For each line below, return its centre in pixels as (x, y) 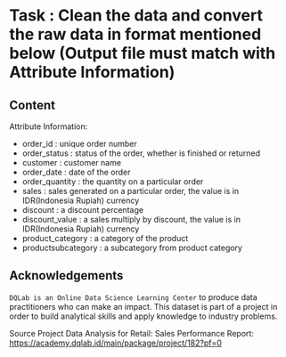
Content (33, 105)
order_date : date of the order (76, 172)
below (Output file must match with (143, 53)
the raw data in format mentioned (135, 34)
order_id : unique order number (80, 144)
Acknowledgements (66, 276)
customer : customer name (72, 162)
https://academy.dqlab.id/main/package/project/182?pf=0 (116, 343)
